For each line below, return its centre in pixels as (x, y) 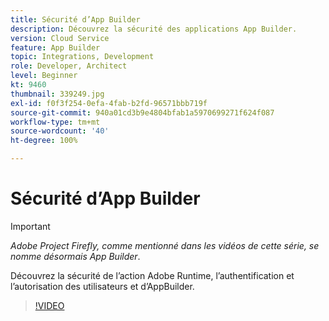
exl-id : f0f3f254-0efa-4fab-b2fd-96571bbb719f (109, 103)
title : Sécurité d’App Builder (75, 19)
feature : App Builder (55, 47)
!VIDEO (49, 305)
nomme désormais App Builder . (75, 256)
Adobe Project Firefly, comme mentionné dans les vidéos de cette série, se (165, 245)
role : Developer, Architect (69, 66)
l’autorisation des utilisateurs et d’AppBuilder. (102, 286)
